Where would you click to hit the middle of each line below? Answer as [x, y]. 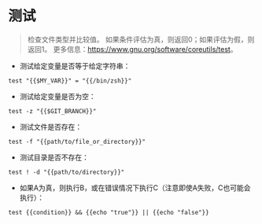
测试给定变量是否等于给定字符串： [75, 66]
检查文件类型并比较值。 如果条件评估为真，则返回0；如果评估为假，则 [141, 39]
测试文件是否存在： [51, 127]
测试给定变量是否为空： [57, 96]
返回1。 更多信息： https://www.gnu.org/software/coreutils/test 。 [132, 49]
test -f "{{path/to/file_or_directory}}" [77, 141]
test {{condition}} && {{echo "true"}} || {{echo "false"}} [109, 212]
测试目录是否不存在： [54, 157]
